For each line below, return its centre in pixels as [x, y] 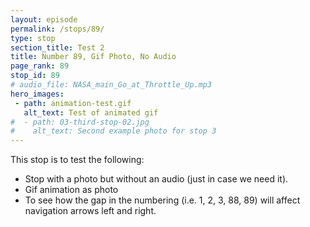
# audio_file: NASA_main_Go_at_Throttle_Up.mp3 [111, 85]
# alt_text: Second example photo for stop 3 [113, 131]
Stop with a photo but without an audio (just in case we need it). [156, 179]
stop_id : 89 [35, 76]
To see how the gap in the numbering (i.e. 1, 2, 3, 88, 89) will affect [162, 200]
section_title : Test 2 [57, 47]
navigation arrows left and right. [90, 211]
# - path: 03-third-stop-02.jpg [80, 122]
